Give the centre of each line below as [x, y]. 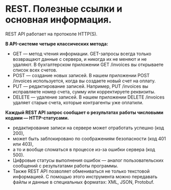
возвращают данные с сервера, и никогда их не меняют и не [80, 59]
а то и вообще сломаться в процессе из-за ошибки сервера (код [84, 149]
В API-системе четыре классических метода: [57, 43]
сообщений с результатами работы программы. [65, 165]
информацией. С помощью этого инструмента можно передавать [85, 176]
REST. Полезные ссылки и [64, 9]
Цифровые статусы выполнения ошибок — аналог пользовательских [88, 160]
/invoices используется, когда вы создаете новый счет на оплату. [84, 81]
